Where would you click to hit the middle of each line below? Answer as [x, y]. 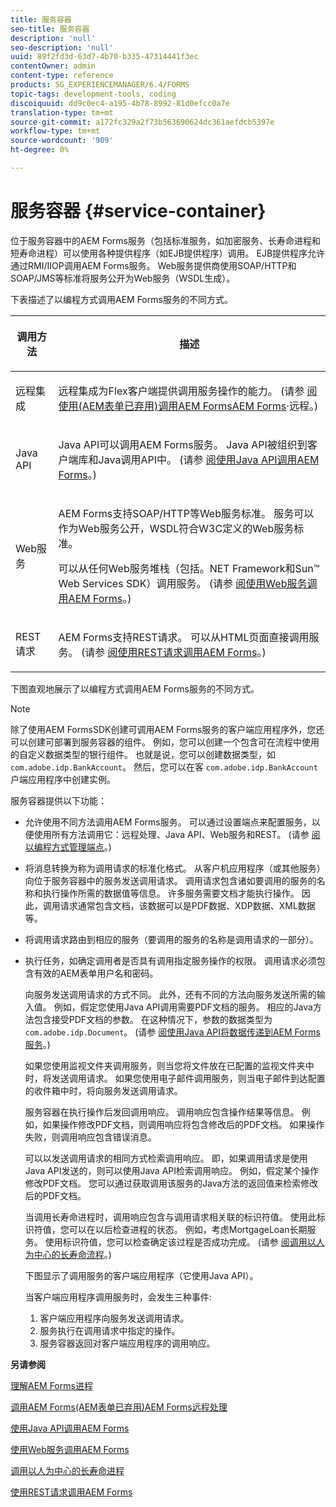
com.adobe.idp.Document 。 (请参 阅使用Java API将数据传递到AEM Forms [172, 1032]
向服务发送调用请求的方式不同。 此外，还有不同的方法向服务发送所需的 [170, 994]
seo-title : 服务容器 [50, 29]
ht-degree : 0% [40, 150]
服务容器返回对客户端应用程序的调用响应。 [127, 1343]
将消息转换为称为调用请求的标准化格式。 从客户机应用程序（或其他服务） [175, 868]
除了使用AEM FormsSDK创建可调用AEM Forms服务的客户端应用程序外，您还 [167, 729]
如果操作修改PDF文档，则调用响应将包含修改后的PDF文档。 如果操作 [183, 1124]
